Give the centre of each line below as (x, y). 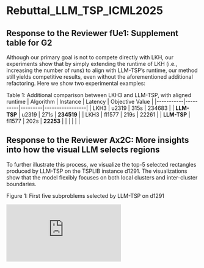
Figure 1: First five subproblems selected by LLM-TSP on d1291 (86, 195)
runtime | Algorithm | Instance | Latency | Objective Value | (80, 102)
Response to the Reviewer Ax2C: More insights (98, 140)
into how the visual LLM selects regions (83, 150)
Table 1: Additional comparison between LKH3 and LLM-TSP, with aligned (99, 95)
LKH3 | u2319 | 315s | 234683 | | (133, 108)
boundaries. (21, 184)
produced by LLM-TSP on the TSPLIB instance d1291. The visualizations (97, 171)
